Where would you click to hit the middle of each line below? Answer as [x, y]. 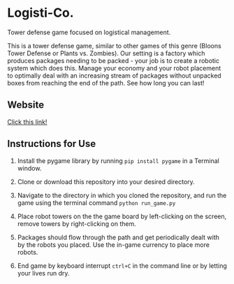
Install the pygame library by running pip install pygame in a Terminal [118, 161]
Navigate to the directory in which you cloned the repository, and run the [122, 195]
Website [25, 105]
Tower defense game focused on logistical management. [89, 32]
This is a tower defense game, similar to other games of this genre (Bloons [114, 45]
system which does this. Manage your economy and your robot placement [114, 68]
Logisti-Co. [41, 13]
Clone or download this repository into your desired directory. [106, 182]
